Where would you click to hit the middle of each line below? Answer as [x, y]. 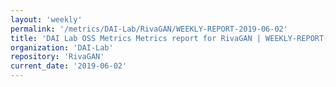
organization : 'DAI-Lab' [62, 47]
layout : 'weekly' [46, 19]
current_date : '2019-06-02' [69, 66]
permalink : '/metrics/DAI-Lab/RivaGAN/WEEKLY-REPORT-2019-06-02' [149, 29]
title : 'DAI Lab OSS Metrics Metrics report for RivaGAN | [136, 38]
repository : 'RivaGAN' [57, 57]
